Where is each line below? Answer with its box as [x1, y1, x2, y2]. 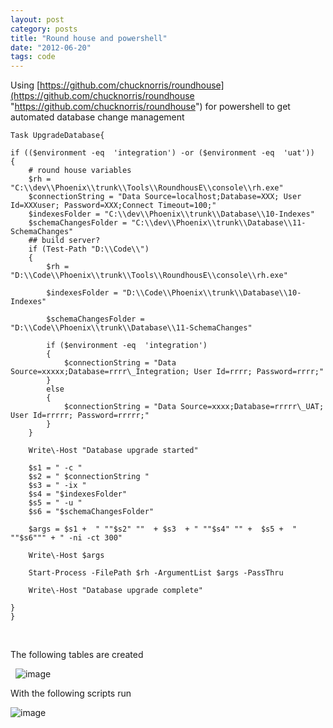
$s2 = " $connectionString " [28, 472, 150, 482]
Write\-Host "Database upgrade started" [28, 446, 199, 456]
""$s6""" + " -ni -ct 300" [10, 533, 123, 543]
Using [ [10, 79, 41, 91]
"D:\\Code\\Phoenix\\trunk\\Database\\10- [121, 288, 302, 298]
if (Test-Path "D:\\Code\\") [28, 244, 150, 255]
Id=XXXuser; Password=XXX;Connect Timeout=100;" [10, 201, 217, 211]
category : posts [10, 24, 78, 34]
